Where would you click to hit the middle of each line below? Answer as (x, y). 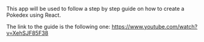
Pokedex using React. (34, 15)
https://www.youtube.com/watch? (154, 27)
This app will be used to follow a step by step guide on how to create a (96, 9)
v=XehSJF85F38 (28, 33)
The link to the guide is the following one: (59, 27)
